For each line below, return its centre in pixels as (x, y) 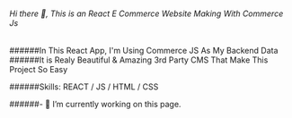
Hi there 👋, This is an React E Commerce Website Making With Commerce (146, 13)
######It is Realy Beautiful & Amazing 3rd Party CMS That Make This (139, 60)
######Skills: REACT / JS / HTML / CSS (84, 87)
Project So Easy (39, 70)
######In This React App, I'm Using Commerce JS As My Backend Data (144, 51)
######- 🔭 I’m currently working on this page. (95, 105)
